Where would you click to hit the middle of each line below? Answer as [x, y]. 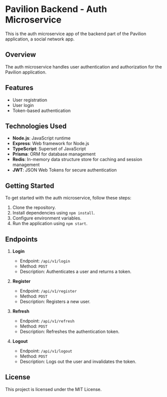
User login [23, 105]
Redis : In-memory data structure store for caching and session [77, 159]
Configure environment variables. [47, 218]
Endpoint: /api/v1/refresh [47, 321]
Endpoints [21, 239]
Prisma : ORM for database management [54, 154]
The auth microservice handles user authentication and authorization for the [84, 66]
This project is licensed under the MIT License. [53, 389]
